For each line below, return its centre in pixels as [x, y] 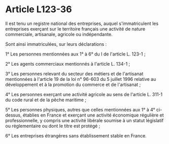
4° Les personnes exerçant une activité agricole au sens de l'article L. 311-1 [84, 94]
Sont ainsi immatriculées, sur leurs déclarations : [56, 44]
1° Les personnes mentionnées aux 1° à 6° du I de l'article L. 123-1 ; [75, 54]
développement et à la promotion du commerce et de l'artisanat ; [73, 84]
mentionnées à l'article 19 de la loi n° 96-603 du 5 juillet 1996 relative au [81, 79]
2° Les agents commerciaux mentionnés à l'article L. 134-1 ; [68, 64]
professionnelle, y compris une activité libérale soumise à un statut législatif [84, 120]
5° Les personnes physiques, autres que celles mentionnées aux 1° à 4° [80, 109]
